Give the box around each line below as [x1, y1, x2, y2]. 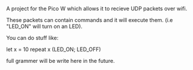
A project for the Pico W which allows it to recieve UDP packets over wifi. [6, 5, 188, 12]
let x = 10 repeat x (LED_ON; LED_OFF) [6, 46, 101, 53]
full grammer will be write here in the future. [6, 58, 115, 64]
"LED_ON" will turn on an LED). [6, 23, 83, 30]
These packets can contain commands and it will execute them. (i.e [6, 17, 173, 23]
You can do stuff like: [6, 34, 59, 41]
